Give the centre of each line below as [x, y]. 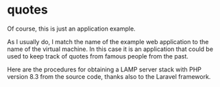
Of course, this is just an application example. [71, 29]
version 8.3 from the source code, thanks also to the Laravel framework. [109, 76]
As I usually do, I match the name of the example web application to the [108, 41]
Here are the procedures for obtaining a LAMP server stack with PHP [105, 69]
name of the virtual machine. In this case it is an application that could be [110, 49]
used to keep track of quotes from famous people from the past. [98, 56]
